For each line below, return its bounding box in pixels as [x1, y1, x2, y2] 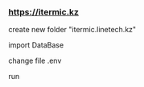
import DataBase [8, 40, 64, 50]
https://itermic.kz [8, 6, 79, 18]
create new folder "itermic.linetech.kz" [8, 25, 137, 35]
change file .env [8, 56, 62, 66]
